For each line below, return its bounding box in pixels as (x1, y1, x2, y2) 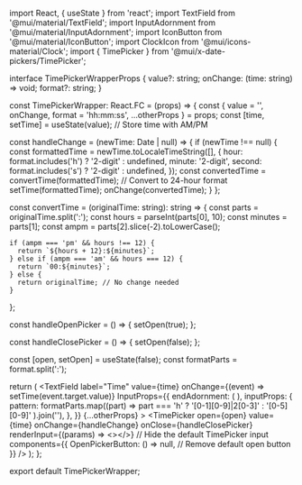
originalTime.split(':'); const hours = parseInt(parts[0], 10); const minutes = (9, 212, 288, 222)
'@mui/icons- (200, 36, 252, 47)
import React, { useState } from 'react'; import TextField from (9, 8, 236, 18)
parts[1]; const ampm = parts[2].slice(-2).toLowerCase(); (9, 221, 221, 232)
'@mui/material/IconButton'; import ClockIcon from (9, 36, 199, 47)
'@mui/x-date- (170, 46, 225, 57)
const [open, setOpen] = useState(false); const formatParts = (9, 354, 238, 364)
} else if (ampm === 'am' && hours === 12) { (9, 254, 183, 263)
